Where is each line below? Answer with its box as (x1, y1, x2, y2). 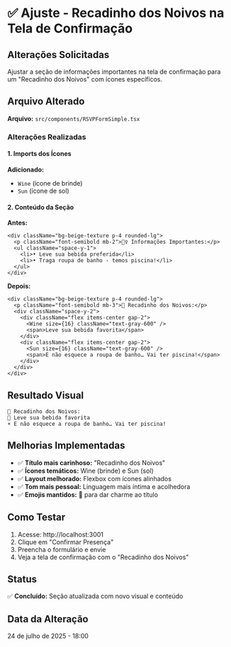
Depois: (7, 282, 31, 291)
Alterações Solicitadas (7, 48, 110, 61)
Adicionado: (7, 165, 45, 174)
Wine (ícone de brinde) (17, 179, 83, 187)
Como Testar (7, 512, 66, 524)
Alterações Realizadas (7, 132, 86, 142)
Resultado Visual (7, 389, 84, 401)
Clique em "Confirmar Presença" (17, 537, 114, 546)
